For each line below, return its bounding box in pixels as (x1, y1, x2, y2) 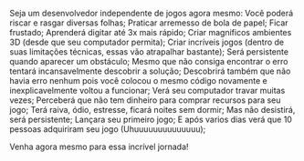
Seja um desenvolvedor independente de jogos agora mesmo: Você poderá (9, 8, 294, 18)
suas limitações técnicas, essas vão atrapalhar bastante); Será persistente (9, 46, 289, 57)
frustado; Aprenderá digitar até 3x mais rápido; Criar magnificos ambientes (9, 27, 292, 37)
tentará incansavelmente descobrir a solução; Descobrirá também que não (9, 65, 291, 76)
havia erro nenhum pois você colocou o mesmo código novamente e (9, 75, 267, 86)
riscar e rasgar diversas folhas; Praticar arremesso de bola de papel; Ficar (9, 17, 289, 28)
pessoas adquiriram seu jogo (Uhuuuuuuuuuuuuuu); (9, 124, 206, 135)
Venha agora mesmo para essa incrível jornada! (9, 141, 189, 152)
